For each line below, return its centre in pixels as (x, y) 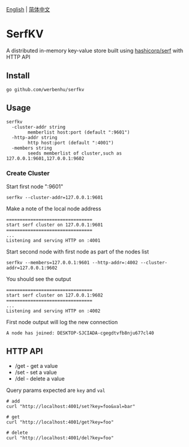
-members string (32, 148)
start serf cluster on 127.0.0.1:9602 (55, 295)
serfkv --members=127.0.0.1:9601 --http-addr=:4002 (72, 262)
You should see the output (39, 279)
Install (18, 76)
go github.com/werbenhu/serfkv (45, 89)
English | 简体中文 (28, 9)
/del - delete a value (40, 378)
